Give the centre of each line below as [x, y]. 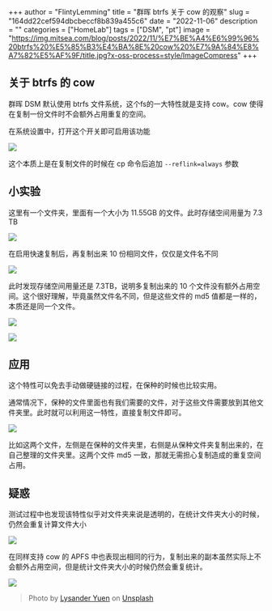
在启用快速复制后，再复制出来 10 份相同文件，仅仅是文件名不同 [113, 253]
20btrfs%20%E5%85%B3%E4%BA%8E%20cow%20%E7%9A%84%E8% [134, 47]
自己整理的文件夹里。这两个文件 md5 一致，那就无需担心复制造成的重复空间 [135, 455]
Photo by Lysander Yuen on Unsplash [91, 598]
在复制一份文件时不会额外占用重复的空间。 [79, 114]
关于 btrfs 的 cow [52, 83]
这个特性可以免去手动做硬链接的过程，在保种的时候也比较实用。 [115, 385]
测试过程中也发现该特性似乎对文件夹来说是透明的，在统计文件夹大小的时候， [136, 514]
